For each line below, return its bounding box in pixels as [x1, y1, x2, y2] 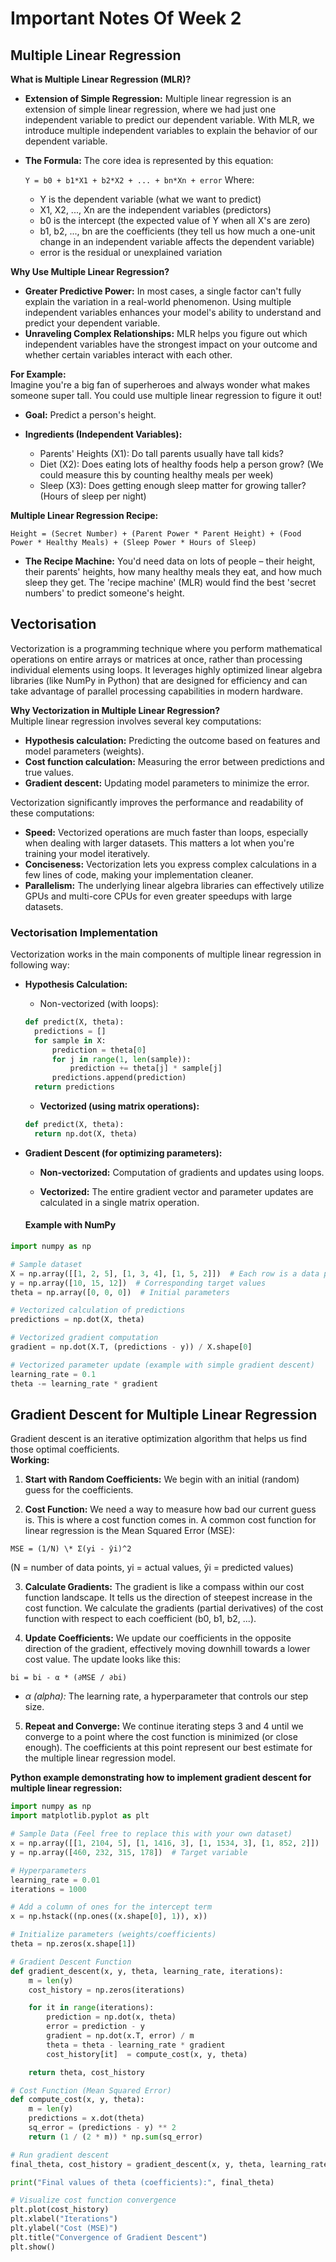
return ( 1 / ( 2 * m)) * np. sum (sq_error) [28, 2132, 203, 2142]
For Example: [10, 368, 67, 380]
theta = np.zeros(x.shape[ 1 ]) [10, 1939, 137, 1949]
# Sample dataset [10, 1259, 83, 1269]
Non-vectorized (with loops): [39, 998, 159, 1010]
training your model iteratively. [24, 847, 151, 859]
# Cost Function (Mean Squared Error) [10, 2085, 172, 2096]
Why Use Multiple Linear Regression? [10, 266, 170, 277]
